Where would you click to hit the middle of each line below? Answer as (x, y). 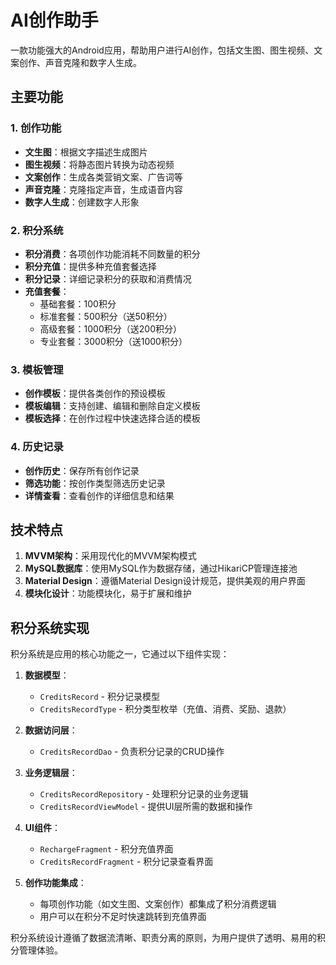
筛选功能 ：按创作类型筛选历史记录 (95, 483)
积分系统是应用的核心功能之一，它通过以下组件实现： (120, 654)
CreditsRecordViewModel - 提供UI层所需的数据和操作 (146, 807)
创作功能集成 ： (55, 883)
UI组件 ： (42, 828)
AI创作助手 (54, 20)
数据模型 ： (47, 675)
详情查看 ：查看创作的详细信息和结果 (99, 495)
